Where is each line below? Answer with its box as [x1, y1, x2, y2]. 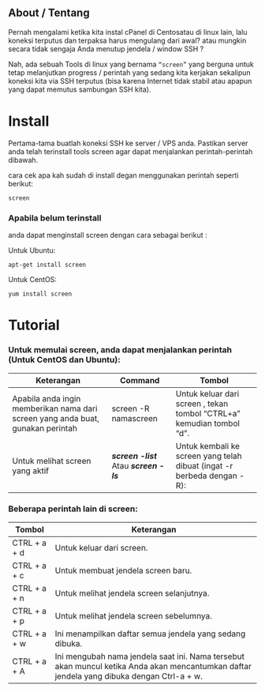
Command [119, 374, 160, 385]
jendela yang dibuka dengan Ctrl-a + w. [54, 671, 203, 682]
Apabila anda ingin [12, 393, 81, 404]
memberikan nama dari [12, 403, 98, 414]
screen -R [111, 403, 150, 414]
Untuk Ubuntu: [8, 246, 56, 255]
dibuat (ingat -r [175, 460, 233, 471]
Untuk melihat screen [12, 455, 91, 466]
